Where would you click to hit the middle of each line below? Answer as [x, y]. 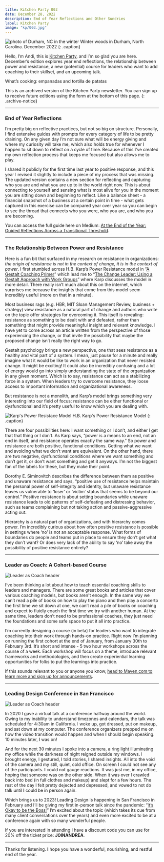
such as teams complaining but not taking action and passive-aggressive [79, 507]
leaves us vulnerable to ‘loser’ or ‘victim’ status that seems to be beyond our [82, 491]
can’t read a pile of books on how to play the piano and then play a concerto [82, 601]
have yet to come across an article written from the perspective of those [78, 330]
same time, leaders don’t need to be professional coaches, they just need [79, 616]
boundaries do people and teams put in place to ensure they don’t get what [81, 537]
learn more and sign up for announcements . [49, 677]
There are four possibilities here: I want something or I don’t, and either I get [82, 430]
